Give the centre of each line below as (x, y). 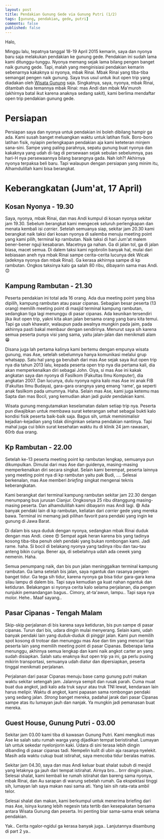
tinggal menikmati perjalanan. (35, 666)
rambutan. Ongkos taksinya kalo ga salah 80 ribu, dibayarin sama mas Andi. (82, 266)
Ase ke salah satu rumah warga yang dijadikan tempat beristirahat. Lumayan (82, 740)
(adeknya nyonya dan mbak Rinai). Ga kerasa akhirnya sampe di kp (73, 260)
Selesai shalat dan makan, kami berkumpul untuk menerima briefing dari (78, 801)
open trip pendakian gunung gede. (40, 98)
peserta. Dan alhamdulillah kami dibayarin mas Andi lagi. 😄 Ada (85, 505)
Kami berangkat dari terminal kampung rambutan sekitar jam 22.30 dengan (81, 495)
